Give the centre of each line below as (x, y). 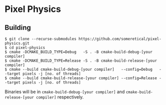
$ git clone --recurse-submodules (41, 39)
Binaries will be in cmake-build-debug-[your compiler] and (65, 92)
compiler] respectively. (60, 97)
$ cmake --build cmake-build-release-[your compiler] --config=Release (81, 78)
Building (18, 28)
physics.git (17, 43)
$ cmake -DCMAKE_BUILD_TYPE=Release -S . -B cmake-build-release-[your (81, 61)
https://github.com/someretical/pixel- (120, 39)
